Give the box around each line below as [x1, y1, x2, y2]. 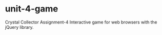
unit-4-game [5, 3, 59, 14]
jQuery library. [5, 24, 34, 30]
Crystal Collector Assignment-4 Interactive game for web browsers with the [5, 19, 158, 25]
